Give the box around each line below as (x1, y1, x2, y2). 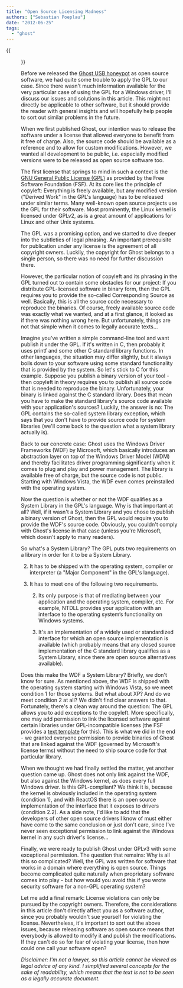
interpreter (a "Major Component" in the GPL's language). (29, 569, 169, 576)
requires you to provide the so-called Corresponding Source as (21, 292, 175, 299)
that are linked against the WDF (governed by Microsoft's (21, 741, 161, 748)
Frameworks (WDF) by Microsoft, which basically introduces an (21, 447, 175, 454)
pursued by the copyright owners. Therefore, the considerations (21, 900, 177, 908)
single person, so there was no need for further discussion (21, 255, 164, 262)
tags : (6, 25, 19, 31)
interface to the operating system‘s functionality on (38, 611, 162, 618)
